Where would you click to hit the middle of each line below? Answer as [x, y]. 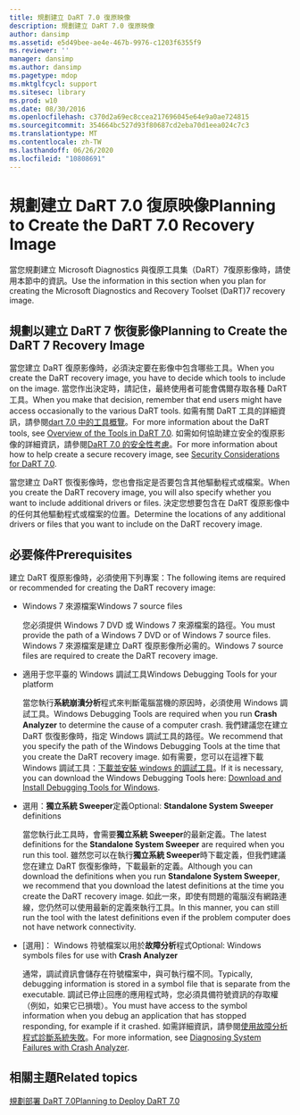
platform [37, 685]
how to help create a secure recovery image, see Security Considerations [145, 454]
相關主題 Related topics [74, 1078]
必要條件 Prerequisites [71, 554]
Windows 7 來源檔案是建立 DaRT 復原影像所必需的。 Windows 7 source [153, 646]
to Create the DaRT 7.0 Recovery [132, 225]
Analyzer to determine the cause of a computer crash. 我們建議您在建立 [155, 725]
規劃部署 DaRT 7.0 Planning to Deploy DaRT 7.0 [95, 1101]
